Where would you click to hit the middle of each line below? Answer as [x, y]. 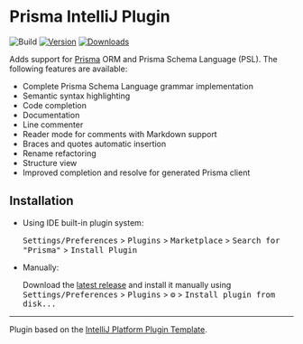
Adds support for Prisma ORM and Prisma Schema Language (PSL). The [143, 59]
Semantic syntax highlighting [76, 96]
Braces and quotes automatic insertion [94, 144]
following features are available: [69, 69]
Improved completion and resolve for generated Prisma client [136, 172]
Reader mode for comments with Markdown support [120, 134]
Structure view [50, 163]
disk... [39, 303]
